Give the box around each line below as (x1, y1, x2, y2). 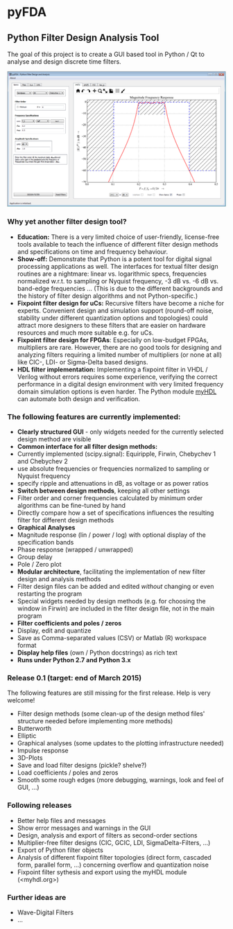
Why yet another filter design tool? (7, 217, 127, 227)
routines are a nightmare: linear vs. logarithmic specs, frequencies (17, 269, 207, 278)
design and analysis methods (17, 575, 101, 583)
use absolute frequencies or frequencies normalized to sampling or (17, 465, 210, 473)
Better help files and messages (17, 816, 106, 824)
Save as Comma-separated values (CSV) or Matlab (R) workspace (17, 634, 207, 642)
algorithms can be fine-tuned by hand (17, 502, 126, 510)
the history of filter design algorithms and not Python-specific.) (17, 292, 198, 300)
